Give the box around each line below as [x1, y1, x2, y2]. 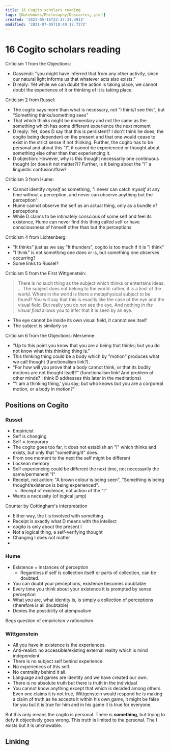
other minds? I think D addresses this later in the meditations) [12, 375, 141, 381]
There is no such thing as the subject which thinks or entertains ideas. [17, 280, 165, 286]
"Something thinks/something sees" [12, 112, 89, 118]
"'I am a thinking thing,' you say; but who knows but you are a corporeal [12, 380, 163, 386]
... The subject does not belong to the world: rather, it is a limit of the [17, 286, 161, 292]
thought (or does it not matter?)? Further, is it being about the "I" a [12, 161, 152, 167]
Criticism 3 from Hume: [5, 176, 54, 183]
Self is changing [12, 433, 47, 439]
